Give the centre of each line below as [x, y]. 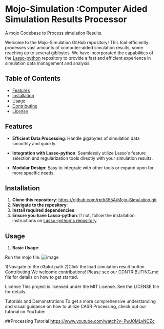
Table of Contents [33, 78]
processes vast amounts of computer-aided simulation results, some [74, 47]
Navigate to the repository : [40, 205]
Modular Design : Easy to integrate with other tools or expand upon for [83, 168]
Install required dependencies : [44, 210]
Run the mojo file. [23, 257]
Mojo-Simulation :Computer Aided [76, 9]
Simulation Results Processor [66, 19]
